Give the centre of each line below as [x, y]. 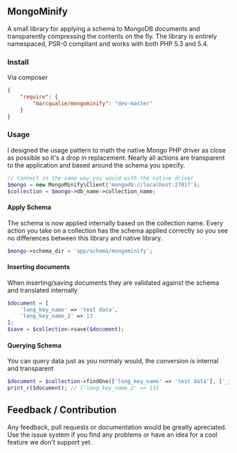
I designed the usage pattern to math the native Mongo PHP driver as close [117, 150]
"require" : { [39, 97]
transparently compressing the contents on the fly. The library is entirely [112, 36]
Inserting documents [39, 267]
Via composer [28, 78]
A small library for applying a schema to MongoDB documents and [104, 28]
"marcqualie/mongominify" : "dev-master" [93, 103]
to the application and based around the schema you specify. [96, 165]
